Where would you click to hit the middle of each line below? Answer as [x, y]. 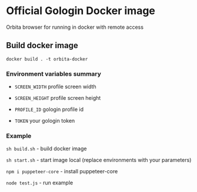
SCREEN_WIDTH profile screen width [56, 87]
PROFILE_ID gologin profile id [49, 109]
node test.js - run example [40, 183]
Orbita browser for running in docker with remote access [75, 27]
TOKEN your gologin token [45, 121]
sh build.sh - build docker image [46, 149]
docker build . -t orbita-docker [47, 59]
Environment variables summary [54, 73]
